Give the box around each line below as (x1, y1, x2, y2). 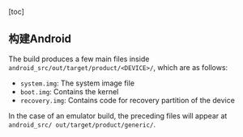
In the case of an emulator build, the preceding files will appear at (8, 110, 228, 120)
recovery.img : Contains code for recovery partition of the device (19, 95, 235, 105)
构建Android (8, 32, 71, 46)
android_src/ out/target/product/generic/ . (8, 119, 156, 129)
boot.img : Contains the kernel (19, 86, 119, 96)
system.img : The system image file (19, 78, 135, 88)
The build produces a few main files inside (8, 54, 150, 64)
